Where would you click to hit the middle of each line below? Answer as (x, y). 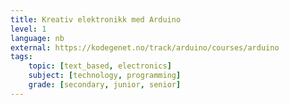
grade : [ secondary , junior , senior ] (105, 85)
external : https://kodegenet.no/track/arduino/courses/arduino (145, 47)
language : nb (37, 38)
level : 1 (28, 29)
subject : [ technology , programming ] (105, 76)
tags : (21, 57)
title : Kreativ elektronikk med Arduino (96, 19)
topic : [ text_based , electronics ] (100, 66)
